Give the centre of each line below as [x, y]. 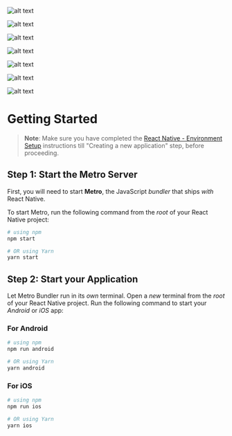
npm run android [30, 349]
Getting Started [53, 119]
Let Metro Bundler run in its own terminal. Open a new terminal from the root [116, 296]
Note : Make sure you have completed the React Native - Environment [123, 138]
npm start [21, 239]
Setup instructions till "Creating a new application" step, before [114, 145]
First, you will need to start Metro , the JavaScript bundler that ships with [110, 191]
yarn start [23, 257]
